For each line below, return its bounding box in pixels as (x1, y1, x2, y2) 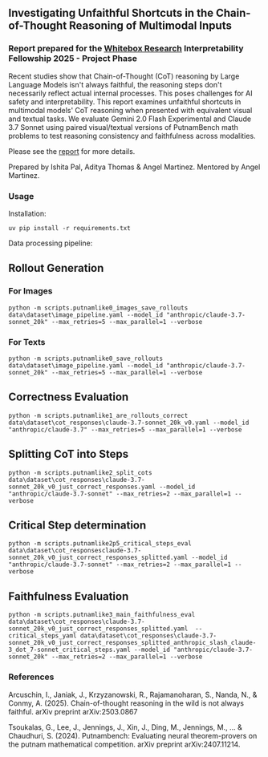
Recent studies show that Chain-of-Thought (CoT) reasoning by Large (8, 71, 240, 81)
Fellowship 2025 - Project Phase (8, 53, 138, 64)
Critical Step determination (8, 518, 147, 532)
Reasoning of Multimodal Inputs (69, 19, 233, 33)
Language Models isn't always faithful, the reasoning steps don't (8, 79, 222, 89)
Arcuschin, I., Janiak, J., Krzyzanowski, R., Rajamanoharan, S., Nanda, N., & (8, 690, 258, 699)
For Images (8, 285, 53, 297)
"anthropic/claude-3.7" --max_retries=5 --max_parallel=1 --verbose (8, 425, 242, 434)
